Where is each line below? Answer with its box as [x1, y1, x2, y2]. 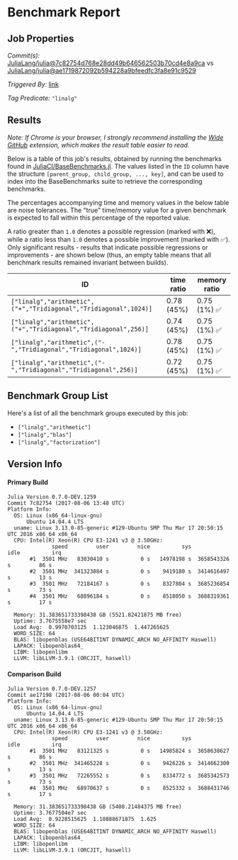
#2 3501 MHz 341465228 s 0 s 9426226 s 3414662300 [29, 760, 230, 767]
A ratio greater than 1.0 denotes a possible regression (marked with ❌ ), [7, 227, 216, 235]
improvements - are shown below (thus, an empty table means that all [7, 250, 211, 259]
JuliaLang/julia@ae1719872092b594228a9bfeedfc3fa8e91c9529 [7, 67, 196, 74]
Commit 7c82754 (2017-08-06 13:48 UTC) [7, 500, 125, 507]
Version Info [7, 458, 62, 470]
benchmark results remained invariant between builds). [7, 258, 169, 267]
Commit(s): [7, 51, 40, 60]
